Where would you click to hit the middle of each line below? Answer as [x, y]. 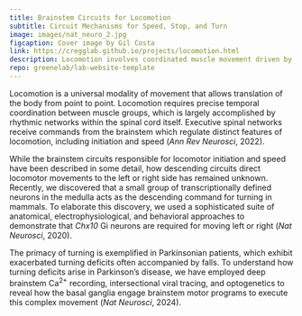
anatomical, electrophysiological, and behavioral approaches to [127, 216]
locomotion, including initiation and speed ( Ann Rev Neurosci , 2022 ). [137, 141]
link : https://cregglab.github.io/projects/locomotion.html [125, 51]
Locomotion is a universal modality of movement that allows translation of [146, 93]
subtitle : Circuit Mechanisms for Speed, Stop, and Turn [119, 26]
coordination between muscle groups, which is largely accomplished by [143, 113]
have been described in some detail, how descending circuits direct [135, 168]
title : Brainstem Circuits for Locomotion [90, 18]
